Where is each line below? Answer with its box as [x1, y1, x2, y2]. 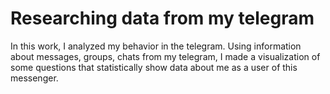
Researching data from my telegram [10, 7, 315, 30]
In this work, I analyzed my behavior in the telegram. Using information [10, 40, 302, 52]
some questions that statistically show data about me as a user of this [10, 61, 298, 73]
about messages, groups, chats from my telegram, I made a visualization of [10, 50, 321, 62]
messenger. [10, 72, 59, 84]
